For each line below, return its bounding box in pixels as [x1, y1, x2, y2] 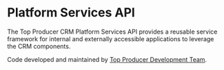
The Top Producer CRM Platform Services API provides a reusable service [7, 27, 218, 36]
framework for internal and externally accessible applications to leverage [7, 34, 214, 43]
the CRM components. [7, 42, 71, 50]
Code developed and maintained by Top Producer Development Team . [7, 55, 207, 63]
